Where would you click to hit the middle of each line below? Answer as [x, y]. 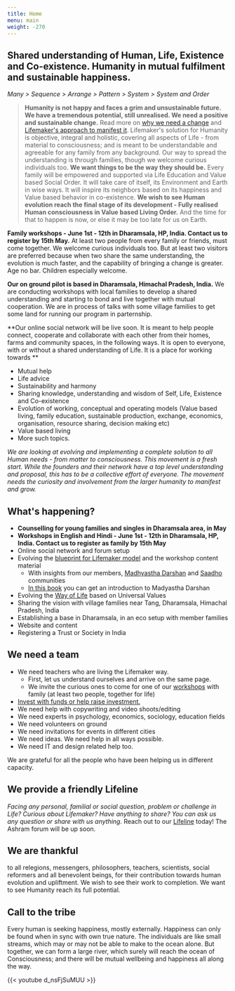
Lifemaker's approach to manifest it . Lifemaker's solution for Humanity [126, 130]
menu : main [23, 20]
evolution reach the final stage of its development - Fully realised [121, 205]
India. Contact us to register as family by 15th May [92, 543]
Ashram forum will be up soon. [52, 829]
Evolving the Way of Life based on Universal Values [92, 595]
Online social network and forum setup [73, 551]
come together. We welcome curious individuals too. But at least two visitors [117, 248]
